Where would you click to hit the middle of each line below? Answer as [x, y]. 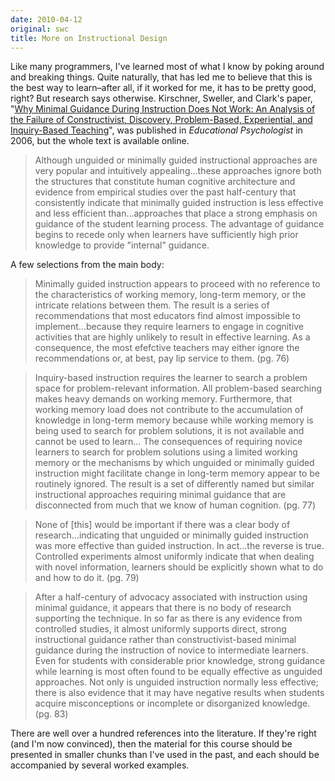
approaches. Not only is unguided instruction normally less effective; [176, 682]
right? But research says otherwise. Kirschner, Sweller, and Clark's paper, [161, 98]
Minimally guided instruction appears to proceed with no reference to [177, 284]
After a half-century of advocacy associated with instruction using [171, 597]
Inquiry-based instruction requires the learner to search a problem [171, 378]
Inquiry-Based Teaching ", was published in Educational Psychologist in [156, 130]
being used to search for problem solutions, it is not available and [169, 431]
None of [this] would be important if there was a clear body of [162, 525]
